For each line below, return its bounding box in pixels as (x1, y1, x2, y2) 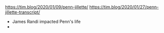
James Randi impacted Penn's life (12, 19, 81, 24)
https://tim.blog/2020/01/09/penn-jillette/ (5, 4, 89, 10)
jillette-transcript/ (5, 9, 40, 15)
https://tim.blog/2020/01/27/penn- (89, 4, 159, 10)
